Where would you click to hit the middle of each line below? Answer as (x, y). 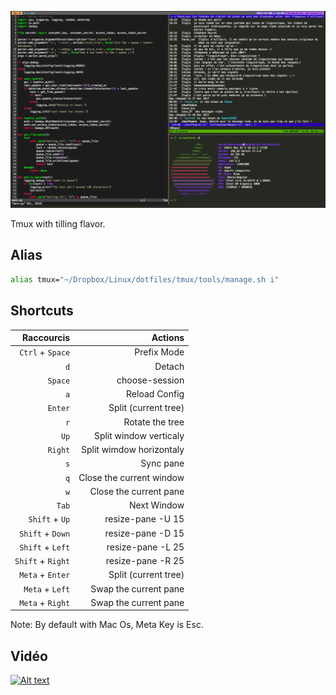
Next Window (156, 505)
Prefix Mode (159, 352)
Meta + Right (45, 602)
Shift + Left (45, 547)
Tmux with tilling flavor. (58, 224)
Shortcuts (42, 311)
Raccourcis (46, 337)
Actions (168, 337)
